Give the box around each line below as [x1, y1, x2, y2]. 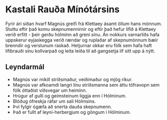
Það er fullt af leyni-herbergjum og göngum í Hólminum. [12, 109, 131, 115]
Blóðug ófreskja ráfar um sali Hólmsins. [12, 98, 96, 104]
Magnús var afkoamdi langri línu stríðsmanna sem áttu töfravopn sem [12, 82, 160, 88]
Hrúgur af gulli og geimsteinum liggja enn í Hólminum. [12, 92, 127, 98]
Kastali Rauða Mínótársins [5, 4, 120, 15]
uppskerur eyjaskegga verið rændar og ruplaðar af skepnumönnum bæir [5, 37, 158, 43]
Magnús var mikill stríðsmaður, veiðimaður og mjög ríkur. [12, 76, 133, 83]
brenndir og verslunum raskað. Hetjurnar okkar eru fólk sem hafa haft [5, 42, 152, 48]
